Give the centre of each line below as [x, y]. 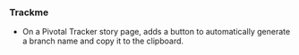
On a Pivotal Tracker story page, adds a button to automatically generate [156, 32]
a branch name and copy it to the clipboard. [103, 41]
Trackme [29, 12]
